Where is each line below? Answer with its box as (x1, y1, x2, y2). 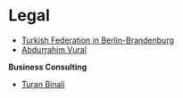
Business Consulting (8, 61, 87, 72)
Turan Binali (21, 78, 65, 89)
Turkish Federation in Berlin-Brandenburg (21, 35, 175, 45)
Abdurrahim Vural (21, 44, 87, 54)
